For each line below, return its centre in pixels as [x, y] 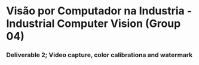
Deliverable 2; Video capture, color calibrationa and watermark [99, 55]
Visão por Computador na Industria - [99, 11]
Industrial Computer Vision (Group [94, 24]
